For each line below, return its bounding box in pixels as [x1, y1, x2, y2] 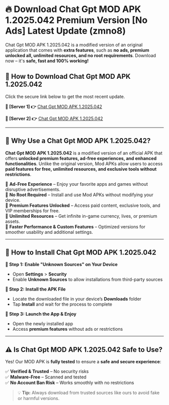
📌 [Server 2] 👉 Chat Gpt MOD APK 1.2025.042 [5, 115, 103, 121]
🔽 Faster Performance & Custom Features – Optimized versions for [5, 223, 146, 229]
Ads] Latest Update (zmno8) [5, 25, 126, 37]
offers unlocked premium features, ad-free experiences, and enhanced [5, 155, 157, 161]
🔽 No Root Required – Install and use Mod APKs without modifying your [5, 192, 153, 198]
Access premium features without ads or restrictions [12, 326, 123, 332]
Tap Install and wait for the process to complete [12, 301, 112, 307]
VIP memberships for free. [5, 207, 60, 214]
